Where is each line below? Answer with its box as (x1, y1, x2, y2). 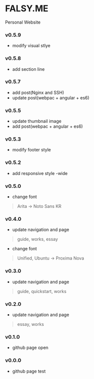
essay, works (17, 321, 44, 327)
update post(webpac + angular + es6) (12, 94, 90, 101)
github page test (12, 368, 46, 374)
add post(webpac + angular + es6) (12, 123, 83, 129)
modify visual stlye (12, 43, 51, 49)
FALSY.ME (5, 3, 49, 14)
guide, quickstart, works (17, 288, 66, 294)
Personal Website (5, 19, 41, 25)
